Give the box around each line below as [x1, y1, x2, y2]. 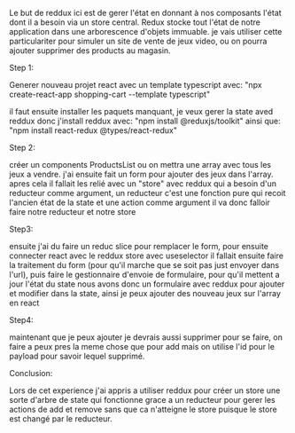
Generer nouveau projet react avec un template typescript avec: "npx [9, 80, 263, 90]
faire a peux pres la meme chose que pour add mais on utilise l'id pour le [9, 342, 275, 351]
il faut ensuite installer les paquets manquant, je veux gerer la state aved [9, 106, 274, 116]
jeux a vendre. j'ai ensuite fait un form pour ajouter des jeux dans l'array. [9, 169, 274, 179]
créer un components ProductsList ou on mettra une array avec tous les [9, 160, 272, 169]
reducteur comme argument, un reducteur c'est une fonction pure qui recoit [9, 188, 286, 198]
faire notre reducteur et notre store [9, 207, 136, 216]
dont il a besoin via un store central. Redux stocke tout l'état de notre [9, 17, 261, 28]
